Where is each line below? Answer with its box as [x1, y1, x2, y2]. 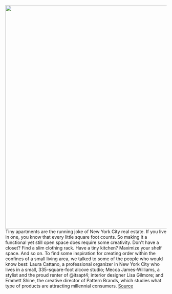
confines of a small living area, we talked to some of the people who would [5, 256, 163, 262]
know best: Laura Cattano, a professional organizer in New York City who [5, 261, 160, 267]
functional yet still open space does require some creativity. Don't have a [5, 239, 159, 245]
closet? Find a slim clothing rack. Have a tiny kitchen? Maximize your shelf [5, 245, 162, 251]
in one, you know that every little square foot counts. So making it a [5, 234, 147, 240]
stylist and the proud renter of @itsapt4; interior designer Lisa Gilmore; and [5, 272, 164, 278]
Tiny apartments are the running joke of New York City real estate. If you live [5, 229, 167, 235]
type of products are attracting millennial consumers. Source [5, 283, 134, 289]
